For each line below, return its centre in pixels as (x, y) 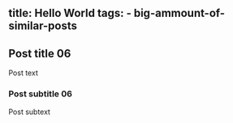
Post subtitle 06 (41, 94)
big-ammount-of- (179, 13)
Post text (23, 73)
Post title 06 (40, 53)
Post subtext (30, 112)
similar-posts (43, 26)
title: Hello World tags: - (70, 13)
